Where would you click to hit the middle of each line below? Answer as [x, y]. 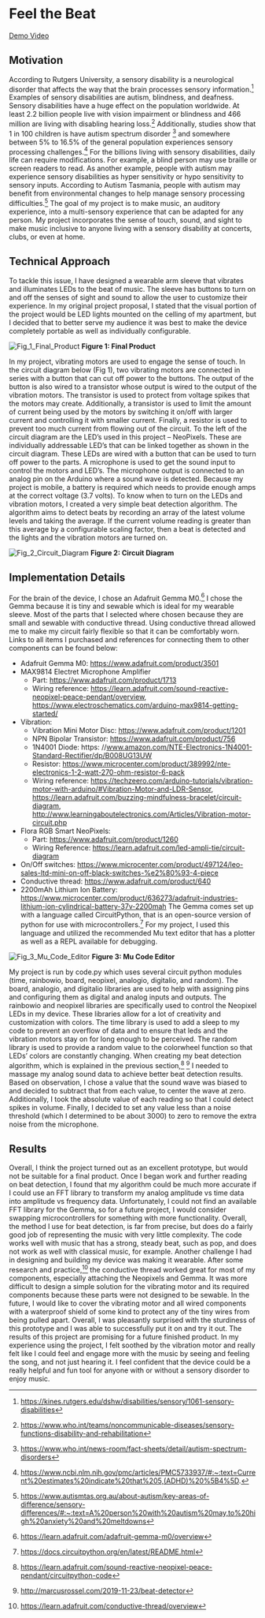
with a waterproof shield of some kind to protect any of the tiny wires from [129, 1312]
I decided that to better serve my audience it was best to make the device [128, 322]
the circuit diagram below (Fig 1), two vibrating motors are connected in [125, 370]
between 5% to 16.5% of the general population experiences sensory [121, 142]
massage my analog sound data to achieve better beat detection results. [126, 1074]
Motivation [36, 60]
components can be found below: [63, 648]
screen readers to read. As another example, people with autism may [121, 168]
